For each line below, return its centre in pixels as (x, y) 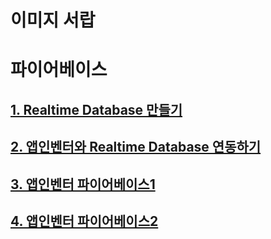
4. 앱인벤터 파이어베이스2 (84, 221)
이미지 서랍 (53, 20)
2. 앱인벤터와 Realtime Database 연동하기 (136, 147)
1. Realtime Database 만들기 (96, 109)
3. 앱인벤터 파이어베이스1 (83, 184)
